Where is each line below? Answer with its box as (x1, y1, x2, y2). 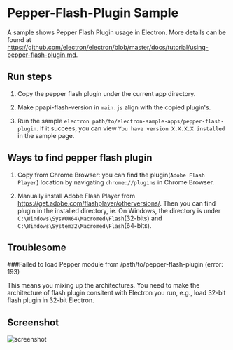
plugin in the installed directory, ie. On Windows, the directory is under (17, 206, 221, 215)
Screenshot (7, 316, 59, 328)
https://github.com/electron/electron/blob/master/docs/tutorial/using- (7, 43, 209, 51)
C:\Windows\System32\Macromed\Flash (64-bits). (17, 221, 152, 229)
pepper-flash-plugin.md (7, 51, 77, 59)
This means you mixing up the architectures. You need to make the (7, 281, 200, 290)
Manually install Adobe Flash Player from (17, 191, 135, 200)
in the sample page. (17, 131, 75, 140)
